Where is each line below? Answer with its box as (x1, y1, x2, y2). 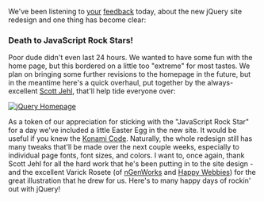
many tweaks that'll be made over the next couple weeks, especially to (8, 142, 239, 152)
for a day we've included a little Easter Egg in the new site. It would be (8, 126, 237, 135)
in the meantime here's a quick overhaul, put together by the (8, 78, 206, 88)
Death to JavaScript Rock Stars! (8, 35, 133, 46)
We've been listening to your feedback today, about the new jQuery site (8, 7, 243, 16)
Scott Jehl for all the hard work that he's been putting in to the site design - (8, 159, 254, 169)
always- (207, 78, 234, 88)
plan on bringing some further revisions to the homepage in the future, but (8, 70, 251, 79)
